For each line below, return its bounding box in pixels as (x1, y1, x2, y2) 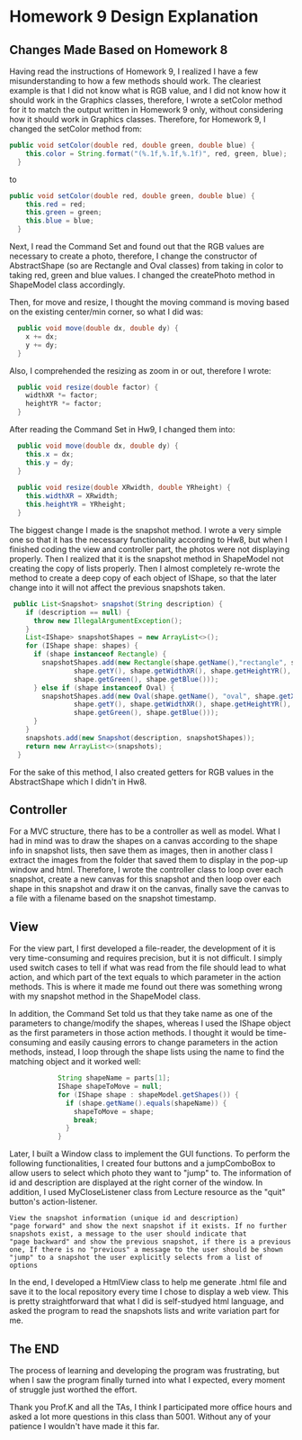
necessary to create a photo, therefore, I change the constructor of (9, 250, 258, 261)
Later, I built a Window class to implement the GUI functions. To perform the (9, 1148, 290, 1159)
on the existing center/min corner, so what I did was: (9, 306, 204, 317)
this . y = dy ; (25, 457, 75, 467)
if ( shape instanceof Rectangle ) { (32, 650, 167, 659)
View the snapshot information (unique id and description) (9, 1214, 240, 1223)
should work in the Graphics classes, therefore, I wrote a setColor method (9, 95, 283, 105)
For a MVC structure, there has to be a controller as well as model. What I (9, 826, 280, 837)
